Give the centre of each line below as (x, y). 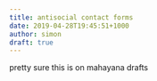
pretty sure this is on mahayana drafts (79, 68)
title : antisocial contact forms (71, 17)
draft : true (31, 42)
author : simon (36, 34)
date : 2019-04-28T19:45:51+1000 (69, 26)
